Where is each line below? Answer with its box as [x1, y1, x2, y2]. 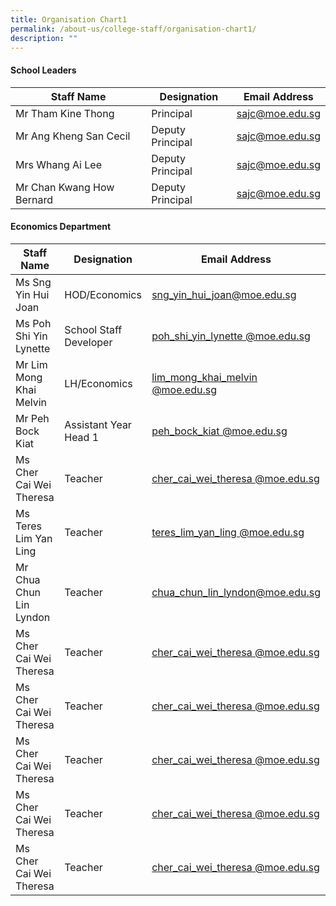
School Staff [64, 322, 123, 336]
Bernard [15, 192, 54, 206]
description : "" [10, 33, 78, 43]
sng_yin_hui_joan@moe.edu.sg [151, 287, 297, 301]
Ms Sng [15, 275, 52, 289]
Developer [64, 335, 113, 349]
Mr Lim [15, 357, 48, 371]
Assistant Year [64, 417, 132, 431]
